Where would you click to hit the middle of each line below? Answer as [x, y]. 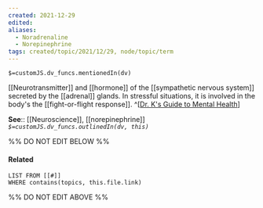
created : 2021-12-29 [42, 15]
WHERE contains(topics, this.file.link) [75, 183]
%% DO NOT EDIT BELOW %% [59, 141]
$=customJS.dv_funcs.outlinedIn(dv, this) [79, 127]
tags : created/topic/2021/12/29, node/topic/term [91, 52]
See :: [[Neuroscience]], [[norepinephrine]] [77, 119]
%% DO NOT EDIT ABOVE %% [58, 197]
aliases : [22, 30]
